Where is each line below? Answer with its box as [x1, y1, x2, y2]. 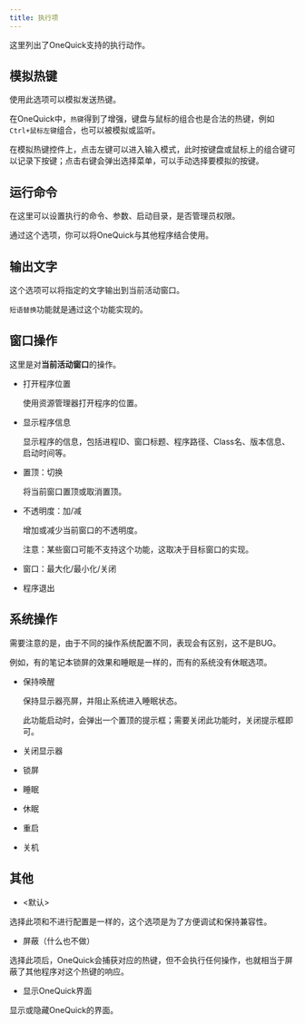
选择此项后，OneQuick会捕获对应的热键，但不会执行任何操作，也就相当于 [9, 954, 286, 965]
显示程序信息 [22, 417, 71, 428]
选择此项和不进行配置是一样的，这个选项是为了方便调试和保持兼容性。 [9, 916, 272, 927]
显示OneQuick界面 [22, 985, 93, 996]
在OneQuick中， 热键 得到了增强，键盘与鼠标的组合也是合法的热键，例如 [9, 113, 275, 124]
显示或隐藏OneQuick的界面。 [9, 1004, 119, 1015]
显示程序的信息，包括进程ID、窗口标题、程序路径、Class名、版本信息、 [22, 436, 290, 447]
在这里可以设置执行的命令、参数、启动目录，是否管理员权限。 [9, 211, 241, 222]
